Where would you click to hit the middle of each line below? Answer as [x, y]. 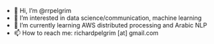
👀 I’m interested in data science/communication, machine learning [108, 18]
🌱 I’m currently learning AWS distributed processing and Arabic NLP [110, 25]
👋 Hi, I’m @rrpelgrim [42, 11]
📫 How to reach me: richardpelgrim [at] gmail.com [86, 33]
